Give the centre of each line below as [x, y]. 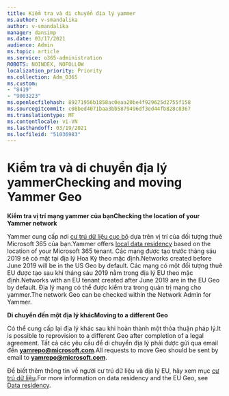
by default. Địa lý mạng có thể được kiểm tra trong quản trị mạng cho [104, 287]
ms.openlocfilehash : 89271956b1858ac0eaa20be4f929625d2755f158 [99, 103]
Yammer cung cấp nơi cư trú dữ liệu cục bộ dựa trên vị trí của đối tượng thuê [115, 237]
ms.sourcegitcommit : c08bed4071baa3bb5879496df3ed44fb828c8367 [99, 109]
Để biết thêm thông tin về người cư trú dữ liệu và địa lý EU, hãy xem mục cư [113, 371]
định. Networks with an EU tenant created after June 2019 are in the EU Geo [113, 280]
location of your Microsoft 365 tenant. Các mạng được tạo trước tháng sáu [112, 251]
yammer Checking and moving [95, 183]
